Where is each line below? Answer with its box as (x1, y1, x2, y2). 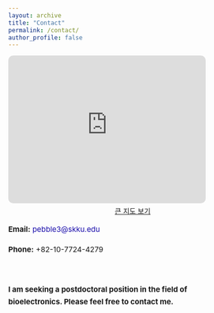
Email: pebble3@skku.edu (8, 224, 100, 235)
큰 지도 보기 (114, 207, 152, 216)
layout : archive (8, 11, 62, 20)
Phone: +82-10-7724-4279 (8, 244, 104, 255)
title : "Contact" (8, 19, 66, 27)
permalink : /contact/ (8, 26, 80, 34)
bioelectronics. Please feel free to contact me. (8, 296, 174, 307)
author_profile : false (8, 33, 83, 42)
